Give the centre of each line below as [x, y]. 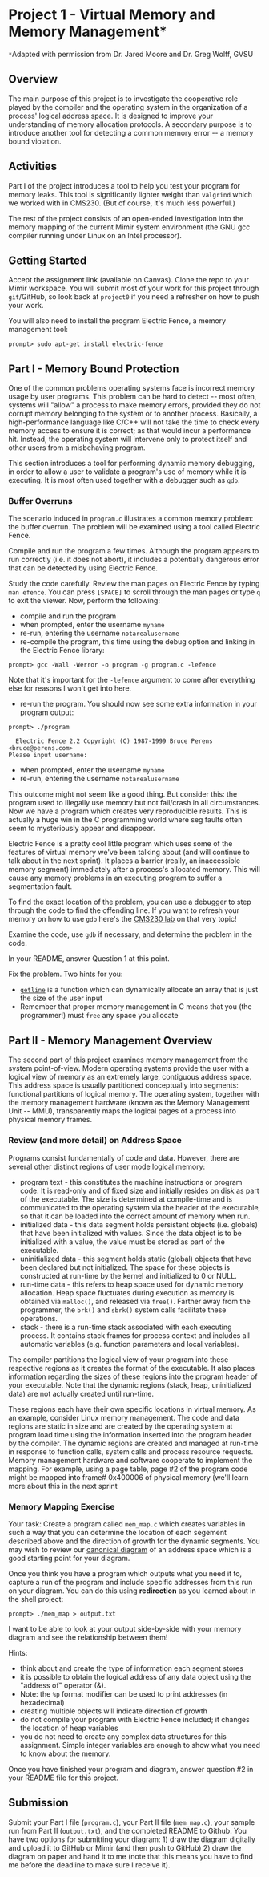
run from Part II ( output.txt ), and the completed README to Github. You [127, 1830]
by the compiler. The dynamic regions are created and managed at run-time [133, 1443]
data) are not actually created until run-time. [81, 1393]
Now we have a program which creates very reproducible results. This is [128, 811]
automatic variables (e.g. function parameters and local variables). [129, 1344]
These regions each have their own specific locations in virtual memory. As [132, 1409]
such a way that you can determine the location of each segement [117, 1532]
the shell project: [36, 1599]
